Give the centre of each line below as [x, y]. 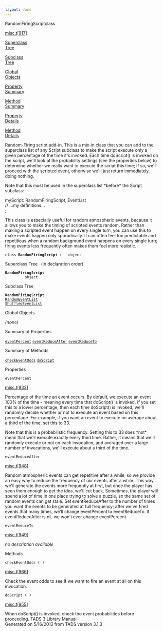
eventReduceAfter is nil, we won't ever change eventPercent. [66, 517]
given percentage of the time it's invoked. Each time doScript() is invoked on [81, 155]
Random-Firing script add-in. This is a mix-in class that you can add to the [80, 145]
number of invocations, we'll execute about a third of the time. [67, 448]
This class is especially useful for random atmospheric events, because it [79, 220]
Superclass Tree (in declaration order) [44, 264]
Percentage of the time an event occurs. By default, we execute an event [78, 397]
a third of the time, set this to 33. [38, 423]
